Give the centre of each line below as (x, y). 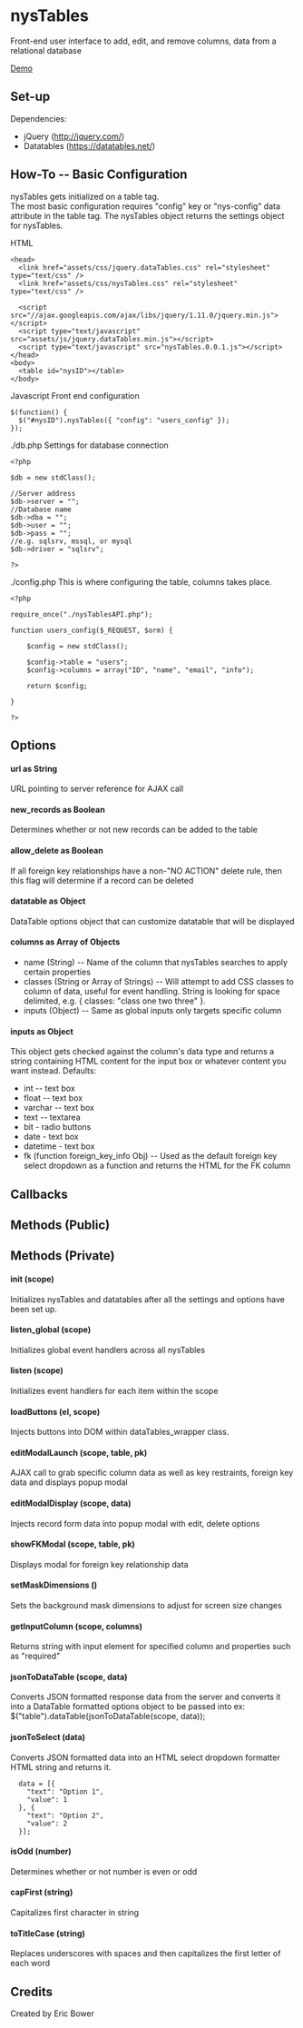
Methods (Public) (60, 1225)
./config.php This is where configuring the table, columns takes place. (141, 581)
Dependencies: (39, 118)
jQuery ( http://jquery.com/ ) (74, 136)
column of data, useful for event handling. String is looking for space (151, 991)
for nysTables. (37, 225)
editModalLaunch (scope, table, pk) (79, 1452)
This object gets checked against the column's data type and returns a (142, 1052)
